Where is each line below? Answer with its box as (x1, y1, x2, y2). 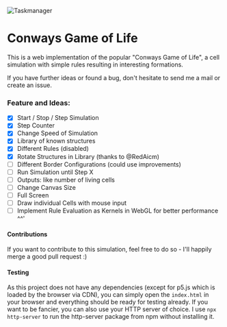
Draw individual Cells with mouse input (16, 199, 126, 207)
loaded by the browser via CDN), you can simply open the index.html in (7, 291, 209, 299)
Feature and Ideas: (7, 98, 70, 108)
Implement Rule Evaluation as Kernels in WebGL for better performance (16, 206, 219, 215)
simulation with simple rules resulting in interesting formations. (7, 60, 183, 69)
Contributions (7, 230, 48, 238)
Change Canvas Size (16, 183, 77, 191)
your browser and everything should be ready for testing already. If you (7, 298, 209, 306)
